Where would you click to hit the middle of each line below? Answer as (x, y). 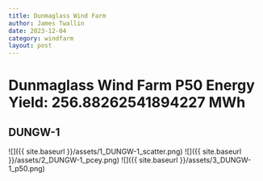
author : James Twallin (46, 23)
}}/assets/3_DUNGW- (215, 160)
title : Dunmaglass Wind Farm (57, 16)
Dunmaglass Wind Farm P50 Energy (132, 86)
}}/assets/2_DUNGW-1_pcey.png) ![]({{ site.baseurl (93, 160)
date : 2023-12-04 (38, 31)
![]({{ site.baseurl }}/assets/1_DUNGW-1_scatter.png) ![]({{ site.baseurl (125, 152)
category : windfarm (41, 38)
